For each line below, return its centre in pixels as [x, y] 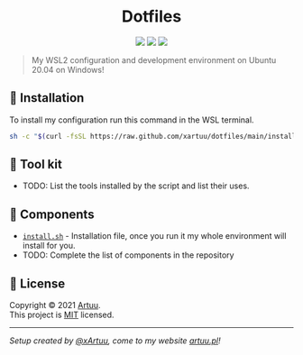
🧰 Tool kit [36, 164]
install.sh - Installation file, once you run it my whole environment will [154, 236]
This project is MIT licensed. [62, 315]
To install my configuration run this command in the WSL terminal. [132, 120]
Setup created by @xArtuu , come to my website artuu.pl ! [115, 341]
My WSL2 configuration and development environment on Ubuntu [154, 59]
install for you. [49, 246]
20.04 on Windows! [68, 69]
